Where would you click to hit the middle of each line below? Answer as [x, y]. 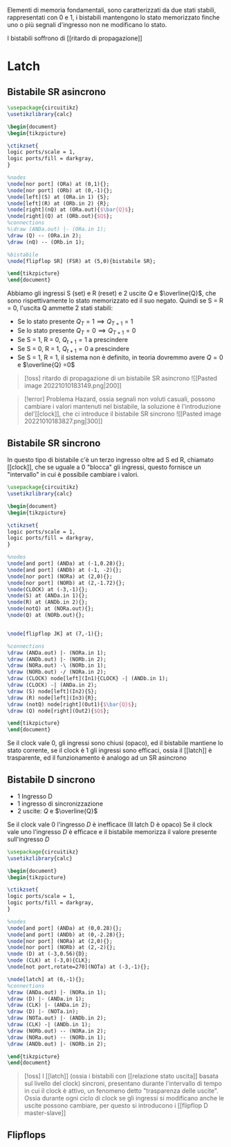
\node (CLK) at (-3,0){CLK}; [49, 960]
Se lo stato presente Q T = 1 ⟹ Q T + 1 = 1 [75, 322]
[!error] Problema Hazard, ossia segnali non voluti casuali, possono [120, 399]
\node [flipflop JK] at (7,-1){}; [55, 634]
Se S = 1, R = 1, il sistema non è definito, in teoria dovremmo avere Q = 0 [120, 357]
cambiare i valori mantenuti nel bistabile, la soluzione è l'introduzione [122, 407]
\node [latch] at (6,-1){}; [46, 979]
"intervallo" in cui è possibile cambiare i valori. [73, 475]
